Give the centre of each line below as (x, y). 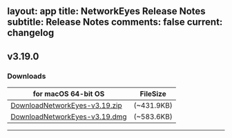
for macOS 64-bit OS (69, 94)
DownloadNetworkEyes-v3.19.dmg (69, 117)
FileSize (153, 94)
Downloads (27, 76)
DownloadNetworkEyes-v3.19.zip (66, 106)
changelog (31, 33)
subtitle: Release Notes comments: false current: (115, 22)
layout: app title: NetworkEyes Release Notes (106, 11)
